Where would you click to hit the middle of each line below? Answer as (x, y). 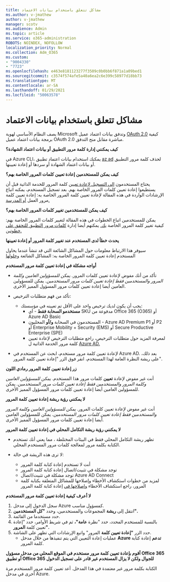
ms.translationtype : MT (31, 81)
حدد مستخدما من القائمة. (36, 517)
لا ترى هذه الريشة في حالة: (38, 455)
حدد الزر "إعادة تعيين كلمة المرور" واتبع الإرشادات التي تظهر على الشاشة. (82, 533)
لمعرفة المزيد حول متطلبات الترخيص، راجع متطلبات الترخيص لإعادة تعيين (97, 338)
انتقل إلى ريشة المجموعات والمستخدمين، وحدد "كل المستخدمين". (75, 511)
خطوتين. (14, 231)
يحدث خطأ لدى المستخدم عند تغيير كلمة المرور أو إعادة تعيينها (62, 241)
